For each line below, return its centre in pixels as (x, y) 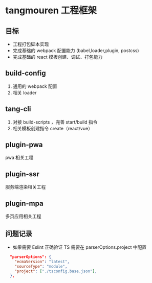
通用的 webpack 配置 (35, 86)
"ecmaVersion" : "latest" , (42, 262)
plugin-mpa (24, 203)
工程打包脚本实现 (31, 44)
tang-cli (18, 109)
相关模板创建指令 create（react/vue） (53, 128)
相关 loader (25, 92)
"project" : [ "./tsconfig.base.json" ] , (56, 271)
